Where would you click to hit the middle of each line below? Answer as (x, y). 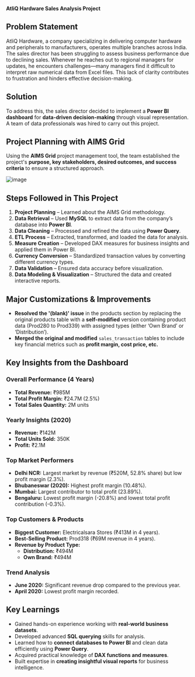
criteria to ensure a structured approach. (55, 168)
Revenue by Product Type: (47, 545)
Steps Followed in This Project (62, 198)
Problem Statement (42, 27)
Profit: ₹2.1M (30, 445)
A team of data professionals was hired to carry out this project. (83, 123)
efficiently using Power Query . (51, 649)
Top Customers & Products (45, 519)
